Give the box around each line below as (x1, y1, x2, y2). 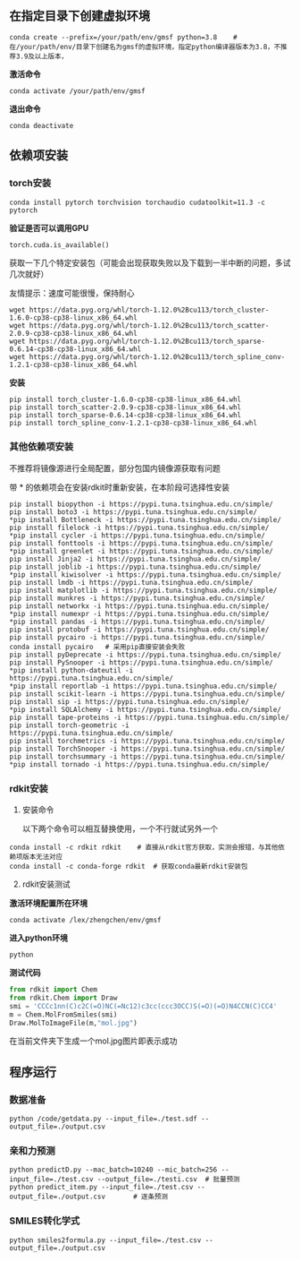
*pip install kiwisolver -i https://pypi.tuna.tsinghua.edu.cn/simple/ (9, 570, 281, 579)
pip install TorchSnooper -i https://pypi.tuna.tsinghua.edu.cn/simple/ (9, 744, 286, 753)
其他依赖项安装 (9, 441, 74, 453)
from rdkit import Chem (9, 985, 98, 994)
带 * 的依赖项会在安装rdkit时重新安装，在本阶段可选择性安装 (9, 482, 230, 493)
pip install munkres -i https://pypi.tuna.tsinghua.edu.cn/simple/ (9, 594, 266, 603)
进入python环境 (9, 932, 69, 943)
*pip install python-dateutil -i (9, 665, 134, 674)
